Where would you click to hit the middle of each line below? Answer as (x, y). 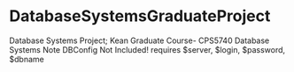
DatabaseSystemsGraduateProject (140, 16)
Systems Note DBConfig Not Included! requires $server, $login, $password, (147, 49)
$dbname (27, 59)
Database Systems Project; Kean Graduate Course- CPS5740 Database (139, 40)
